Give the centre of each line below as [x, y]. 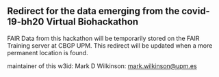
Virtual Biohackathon [92, 22]
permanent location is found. [48, 52]
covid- [195, 11]
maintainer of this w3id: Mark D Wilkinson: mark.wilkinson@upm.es [102, 66]
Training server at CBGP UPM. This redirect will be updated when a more [110, 45]
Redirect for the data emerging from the [93, 11]
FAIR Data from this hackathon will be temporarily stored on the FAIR [103, 38]
